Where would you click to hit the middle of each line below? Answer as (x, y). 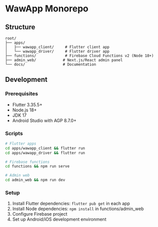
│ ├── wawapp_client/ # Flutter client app (57, 47)
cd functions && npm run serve (37, 166)
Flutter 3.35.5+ (27, 104)
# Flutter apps (21, 144)
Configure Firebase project (40, 214)
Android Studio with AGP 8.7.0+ (44, 120)
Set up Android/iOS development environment (59, 220)
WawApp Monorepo (47, 9)
